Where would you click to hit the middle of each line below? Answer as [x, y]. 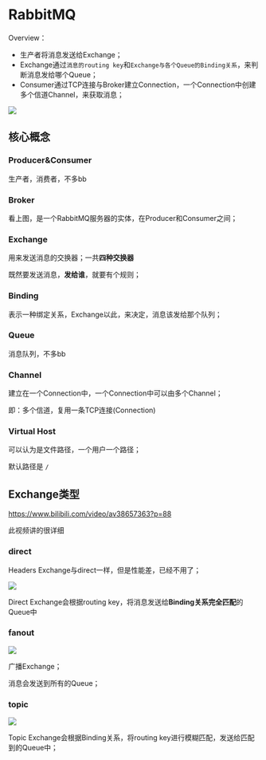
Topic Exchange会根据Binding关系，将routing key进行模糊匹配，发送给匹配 [131, 738]
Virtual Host [32, 431]
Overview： [27, 37]
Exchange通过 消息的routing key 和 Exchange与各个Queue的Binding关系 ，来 [135, 65]
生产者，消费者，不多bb [48, 179]
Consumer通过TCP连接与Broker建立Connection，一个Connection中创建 [138, 85]
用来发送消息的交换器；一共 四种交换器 [71, 258]
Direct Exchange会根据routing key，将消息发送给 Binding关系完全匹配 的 [126, 602]
